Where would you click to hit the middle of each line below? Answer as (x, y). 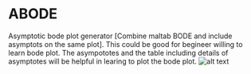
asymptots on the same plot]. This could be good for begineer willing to (125, 44)
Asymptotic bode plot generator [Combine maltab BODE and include (120, 36)
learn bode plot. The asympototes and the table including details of (118, 53)
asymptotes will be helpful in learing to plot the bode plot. (103, 61)
